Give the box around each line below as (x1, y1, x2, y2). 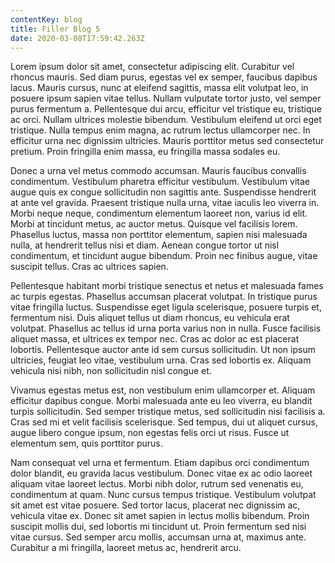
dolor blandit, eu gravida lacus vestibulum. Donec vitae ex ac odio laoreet (10, 467, 313, 480)
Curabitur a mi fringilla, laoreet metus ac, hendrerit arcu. (10, 542, 242, 554)
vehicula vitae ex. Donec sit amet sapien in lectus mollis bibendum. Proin (10, 510, 310, 522)
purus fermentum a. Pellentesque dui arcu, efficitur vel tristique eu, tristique (10, 103, 323, 115)
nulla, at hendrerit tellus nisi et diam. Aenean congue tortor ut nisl (10, 239, 280, 251)
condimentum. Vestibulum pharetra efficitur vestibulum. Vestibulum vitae (10, 176, 310, 188)
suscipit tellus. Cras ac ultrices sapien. (10, 261, 169, 273)
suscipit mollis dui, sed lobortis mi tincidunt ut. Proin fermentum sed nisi (10, 521, 307, 533)
